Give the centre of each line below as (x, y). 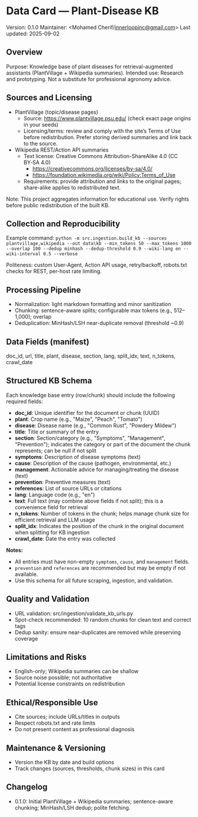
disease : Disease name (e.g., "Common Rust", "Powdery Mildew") (95, 425)
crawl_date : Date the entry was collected (65, 538)
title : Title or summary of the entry (57, 432)
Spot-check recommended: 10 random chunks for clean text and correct (103, 619)
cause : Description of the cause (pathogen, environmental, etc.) (93, 463)
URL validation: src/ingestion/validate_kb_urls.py (74, 613)
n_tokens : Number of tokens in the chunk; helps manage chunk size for (102, 513)
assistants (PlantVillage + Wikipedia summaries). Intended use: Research (95, 73)
